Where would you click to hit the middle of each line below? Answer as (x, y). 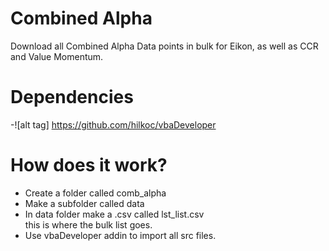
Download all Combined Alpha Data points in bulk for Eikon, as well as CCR (164, 46)
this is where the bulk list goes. (88, 224)
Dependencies (72, 97)
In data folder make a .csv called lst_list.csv (114, 214)
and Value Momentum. (57, 56)
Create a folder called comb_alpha (95, 193)
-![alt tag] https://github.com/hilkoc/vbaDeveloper (113, 124)
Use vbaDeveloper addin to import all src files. (120, 235)
